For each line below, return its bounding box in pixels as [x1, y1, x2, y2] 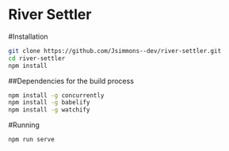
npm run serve [8, 136, 55, 144]
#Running [8, 120, 40, 130]
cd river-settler [8, 54, 66, 62]
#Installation [8, 32, 49, 41]
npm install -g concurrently [8, 91, 105, 100]
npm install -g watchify [8, 106, 90, 114]
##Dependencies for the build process [8, 76, 135, 85]
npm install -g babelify [8, 99, 90, 107]
